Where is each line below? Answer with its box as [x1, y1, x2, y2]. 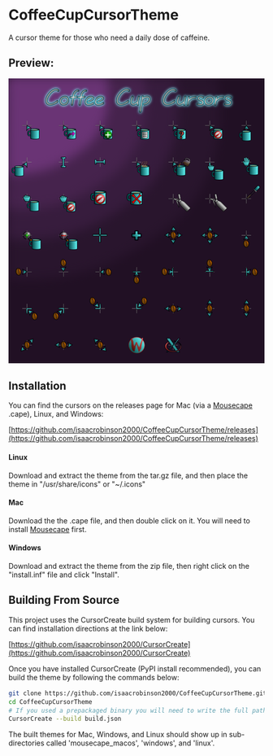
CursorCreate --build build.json [8, 714, 122, 723]
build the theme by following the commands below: [8, 672, 180, 682]
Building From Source [8, 593, 120, 607]
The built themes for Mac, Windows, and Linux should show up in [8, 730, 227, 740]
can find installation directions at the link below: [8, 623, 168, 633]
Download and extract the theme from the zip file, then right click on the [8, 561, 250, 570]
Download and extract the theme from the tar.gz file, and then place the [8, 470, 249, 480]
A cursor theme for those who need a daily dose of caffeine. [8, 33, 210, 42]
